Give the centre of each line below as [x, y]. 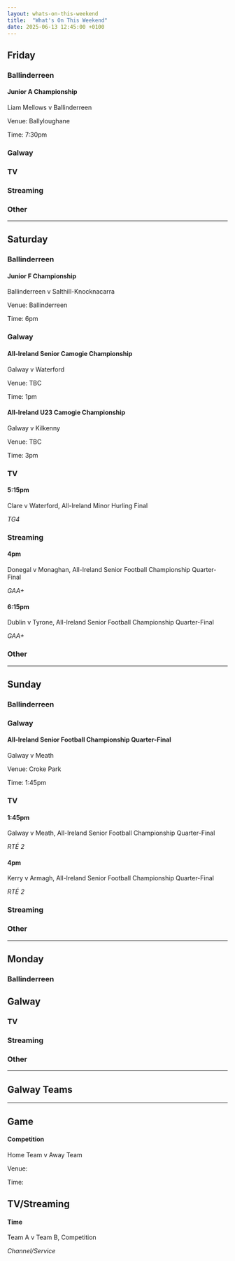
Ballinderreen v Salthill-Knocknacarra [61, 292]
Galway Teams [40, 1090]
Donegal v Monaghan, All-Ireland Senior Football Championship [99, 570]
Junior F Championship [42, 276]
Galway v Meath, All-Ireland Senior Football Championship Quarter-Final [111, 833]
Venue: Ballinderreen [37, 305]
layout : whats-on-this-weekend [53, 14]
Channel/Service [31, 1251]
